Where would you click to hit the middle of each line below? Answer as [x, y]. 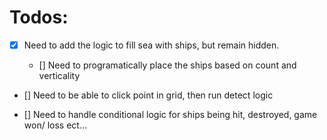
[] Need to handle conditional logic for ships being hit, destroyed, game [170, 114]
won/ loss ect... [55, 125]
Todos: [39, 17]
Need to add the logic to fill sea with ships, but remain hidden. [151, 45]
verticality [59, 75]
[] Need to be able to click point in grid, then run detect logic [148, 95]
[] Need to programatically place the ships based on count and [167, 65]
